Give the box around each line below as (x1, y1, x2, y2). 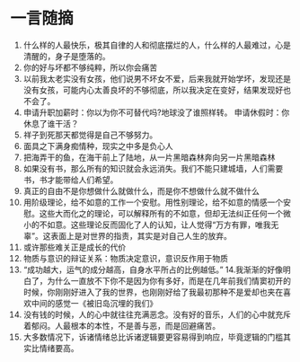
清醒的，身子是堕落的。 (22, 50, 110, 61)
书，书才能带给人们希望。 (22, 174, 119, 185)
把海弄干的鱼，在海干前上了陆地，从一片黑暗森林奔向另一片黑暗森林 (22, 152, 276, 163)
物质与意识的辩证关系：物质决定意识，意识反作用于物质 (22, 252, 228, 263)
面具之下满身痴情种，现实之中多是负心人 (22, 140, 173, 151)
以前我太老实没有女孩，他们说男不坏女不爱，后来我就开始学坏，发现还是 (22, 73, 291, 84)
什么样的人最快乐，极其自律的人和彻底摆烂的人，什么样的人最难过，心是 (22, 40, 291, 50)
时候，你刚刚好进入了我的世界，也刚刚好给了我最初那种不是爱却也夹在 (22, 287, 284, 297)
